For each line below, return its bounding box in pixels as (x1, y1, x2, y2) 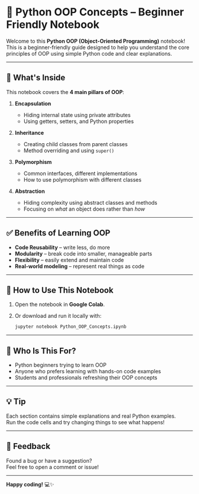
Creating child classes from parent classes (23, 140, 128, 147)
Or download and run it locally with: (14, 312, 102, 319)
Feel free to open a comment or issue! (6, 463, 99, 470)
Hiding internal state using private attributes (23, 111, 131, 118)
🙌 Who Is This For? (6, 346, 76, 356)
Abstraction (14, 188, 46, 195)
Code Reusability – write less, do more (14, 244, 111, 251)
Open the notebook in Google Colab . (14, 301, 105, 308)
